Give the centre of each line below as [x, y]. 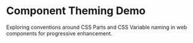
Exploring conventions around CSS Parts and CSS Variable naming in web [97, 27]
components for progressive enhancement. [59, 33]
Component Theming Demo [76, 11]
